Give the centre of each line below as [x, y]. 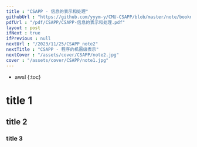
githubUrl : [21, 17]
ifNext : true [23, 33]
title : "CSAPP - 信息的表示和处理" [47, 11]
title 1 [19, 100]
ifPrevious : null [28, 38]
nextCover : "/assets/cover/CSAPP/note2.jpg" [62, 55]
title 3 [15, 139]
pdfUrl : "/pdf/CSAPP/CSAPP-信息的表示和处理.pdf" [66, 22]
